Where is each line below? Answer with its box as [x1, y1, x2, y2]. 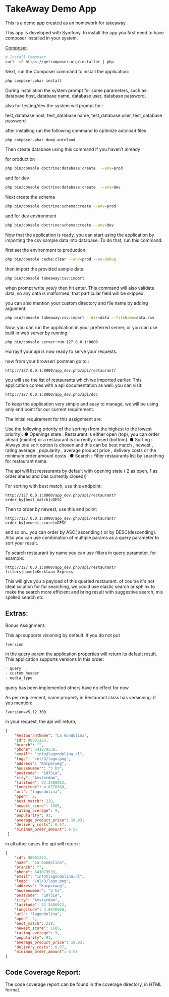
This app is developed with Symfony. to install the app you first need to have [5, 29, 164, 35]
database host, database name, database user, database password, [5, 93, 146, 99]
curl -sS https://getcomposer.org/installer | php [5, 59, 114, 64]
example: [5, 555, 24, 561]
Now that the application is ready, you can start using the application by [5, 232, 155, 238]
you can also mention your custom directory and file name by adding [5, 300, 148, 306]
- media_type [5, 675, 33, 681]
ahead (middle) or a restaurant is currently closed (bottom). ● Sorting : [5, 437, 153, 443]
